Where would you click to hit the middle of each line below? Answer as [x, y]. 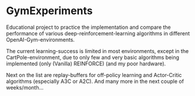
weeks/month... [25, 87]
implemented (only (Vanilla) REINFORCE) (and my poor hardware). [86, 64]
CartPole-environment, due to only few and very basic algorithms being [93, 57]
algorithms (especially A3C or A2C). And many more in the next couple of [95, 81]
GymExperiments [49, 11]
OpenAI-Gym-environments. [41, 39]
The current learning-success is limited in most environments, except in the [97, 51]
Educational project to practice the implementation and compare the [89, 27]
